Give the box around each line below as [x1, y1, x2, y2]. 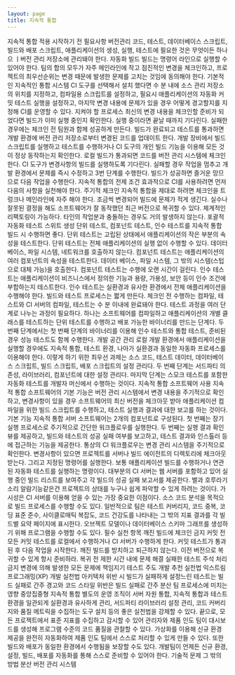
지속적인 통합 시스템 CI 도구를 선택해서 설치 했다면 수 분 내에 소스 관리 [14, 81, 206, 89]
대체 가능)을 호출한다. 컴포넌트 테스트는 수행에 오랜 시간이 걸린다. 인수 [20, 265, 212, 274]
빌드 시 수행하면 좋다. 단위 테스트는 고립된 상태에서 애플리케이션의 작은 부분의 [7, 229, 219, 239]
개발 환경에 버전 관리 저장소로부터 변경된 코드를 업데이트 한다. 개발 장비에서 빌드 [7, 133, 227, 142]
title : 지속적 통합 [7, 17, 57, 24]
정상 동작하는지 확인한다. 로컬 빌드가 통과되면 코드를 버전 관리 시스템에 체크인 [14, 151, 227, 159]
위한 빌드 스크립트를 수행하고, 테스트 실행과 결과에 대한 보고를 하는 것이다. [25, 405, 228, 414]
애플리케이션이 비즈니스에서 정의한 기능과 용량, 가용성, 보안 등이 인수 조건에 [20, 274, 227, 282]
